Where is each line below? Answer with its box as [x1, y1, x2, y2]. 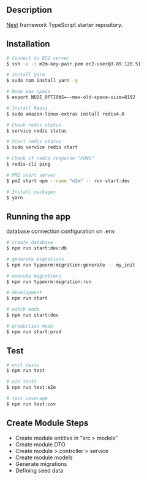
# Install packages [6, 189, 56, 195]
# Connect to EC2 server [6, 55, 70, 61]
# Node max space [6, 89, 51, 95]
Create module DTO [15, 440, 66, 448]
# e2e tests [6, 378, 37, 385]
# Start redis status [6, 139, 62, 145]
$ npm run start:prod [6, 328, 62, 335]
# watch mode [6, 306, 40, 312]
